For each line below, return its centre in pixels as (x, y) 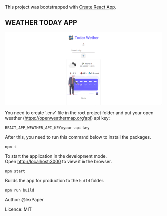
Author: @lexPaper (24, 200)
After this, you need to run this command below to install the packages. (78, 137)
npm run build (20, 190)
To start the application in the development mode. (56, 156)
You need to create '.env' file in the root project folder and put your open (79, 113)
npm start (15, 171)
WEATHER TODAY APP (41, 23)
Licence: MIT (19, 209)
